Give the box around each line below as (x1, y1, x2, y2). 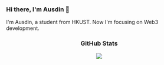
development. (6, 25, 40, 32)
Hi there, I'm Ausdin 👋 (6, 5, 70, 13)
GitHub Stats (80, 39, 118, 47)
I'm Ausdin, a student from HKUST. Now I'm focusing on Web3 (6, 19, 159, 26)
